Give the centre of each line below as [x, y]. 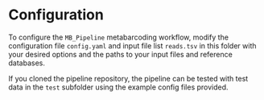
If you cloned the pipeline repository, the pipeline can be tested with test [128, 78]
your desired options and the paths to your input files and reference [121, 54]
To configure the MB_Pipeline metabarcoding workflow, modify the [119, 37]
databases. [27, 63]
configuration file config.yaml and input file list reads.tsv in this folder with [132, 45]
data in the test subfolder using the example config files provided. [118, 87]
